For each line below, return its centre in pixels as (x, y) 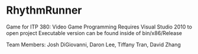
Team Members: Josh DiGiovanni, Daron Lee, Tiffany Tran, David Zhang (94, 45)
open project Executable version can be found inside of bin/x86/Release (94, 33)
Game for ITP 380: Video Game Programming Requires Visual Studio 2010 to (99, 27)
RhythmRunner (44, 10)
